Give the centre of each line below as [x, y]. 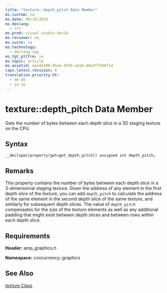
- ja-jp [18, 84]
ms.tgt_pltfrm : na [24, 56]
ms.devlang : [18, 24]
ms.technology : [21, 47]
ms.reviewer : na [22, 38]
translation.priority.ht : [32, 75]
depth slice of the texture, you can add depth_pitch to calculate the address [83, 194]
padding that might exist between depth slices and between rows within [79, 215]
